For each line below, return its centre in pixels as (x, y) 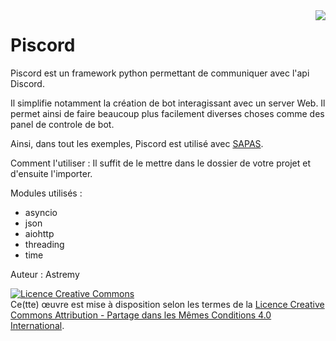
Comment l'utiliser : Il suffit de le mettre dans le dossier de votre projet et (161, 163)
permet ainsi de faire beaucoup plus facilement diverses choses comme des (167, 113)
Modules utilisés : (46, 193)
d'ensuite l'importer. (51, 173)
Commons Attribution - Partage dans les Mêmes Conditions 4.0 (141, 315)
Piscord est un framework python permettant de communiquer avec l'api (160, 73)
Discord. (27, 83)
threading (44, 244)
